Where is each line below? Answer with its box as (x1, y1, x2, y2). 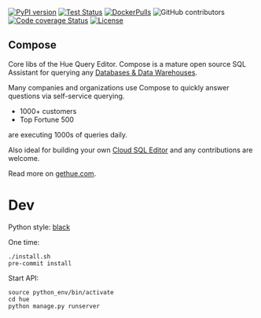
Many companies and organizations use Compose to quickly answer (8, 82, 230, 92)
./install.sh (8, 252, 51, 261)
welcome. (8, 153, 40, 163)
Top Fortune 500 (19, 115, 75, 124)
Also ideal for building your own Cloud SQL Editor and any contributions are (8, 145, 253, 155)
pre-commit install (8, 259, 72, 267)
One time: (8, 237, 40, 247)
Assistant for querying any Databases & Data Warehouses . (8, 68, 198, 77)
